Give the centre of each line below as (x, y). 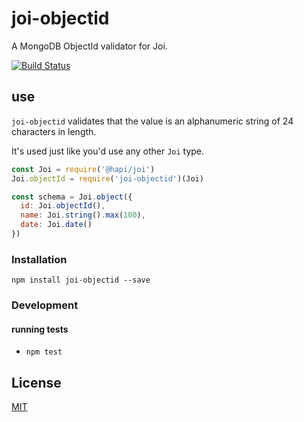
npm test (44, 352)
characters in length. (54, 131)
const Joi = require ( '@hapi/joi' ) (83, 169)
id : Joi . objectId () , (63, 206)
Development (45, 305)
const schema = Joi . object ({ (72, 197)
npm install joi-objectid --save (81, 280)
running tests (40, 329)
